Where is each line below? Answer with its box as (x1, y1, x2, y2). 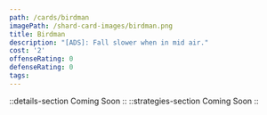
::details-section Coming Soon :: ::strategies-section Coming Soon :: (9, 95, 260, 106)
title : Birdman (9, 29, 66, 38)
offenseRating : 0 (9, 54, 74, 63)
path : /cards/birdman (9, 12, 90, 22)
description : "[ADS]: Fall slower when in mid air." (9, 37, 209, 47)
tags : (9, 71, 29, 80)
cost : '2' (9, 46, 46, 55)
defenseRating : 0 (9, 63, 74, 72)
